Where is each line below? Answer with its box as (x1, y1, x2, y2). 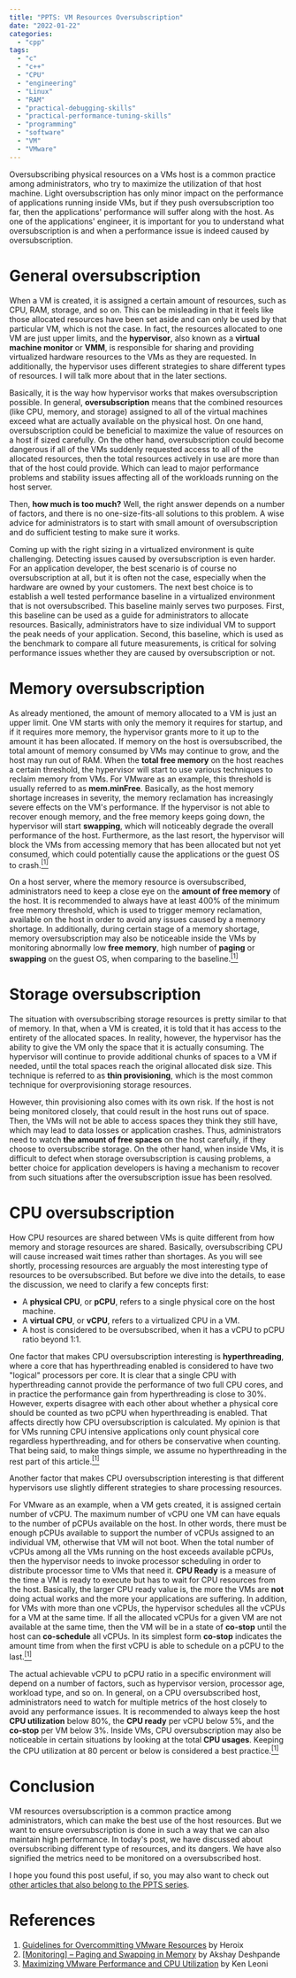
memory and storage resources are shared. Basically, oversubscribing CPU (9, 1241, 283, 1252)
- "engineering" (17, 79, 77, 88)
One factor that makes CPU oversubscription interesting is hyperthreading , (9, 1351, 285, 1361)
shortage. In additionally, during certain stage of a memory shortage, (9, 924, 261, 935)
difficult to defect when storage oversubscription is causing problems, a (9, 1152, 271, 1164)
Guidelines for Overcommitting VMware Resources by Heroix (21, 1939, 245, 1950)
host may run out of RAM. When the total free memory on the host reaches (9, 754, 285, 766)
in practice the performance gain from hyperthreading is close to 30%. (9, 1389, 267, 1399)
